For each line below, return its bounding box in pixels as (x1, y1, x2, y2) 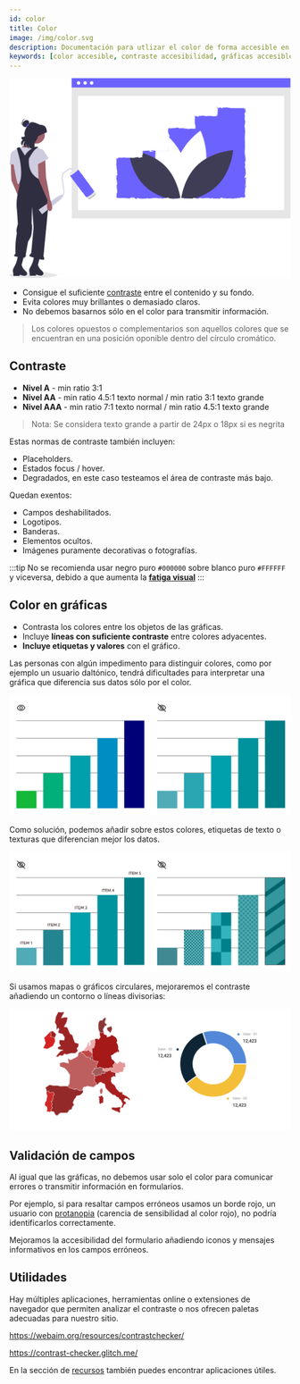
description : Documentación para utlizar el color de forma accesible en (9, 43, 290, 52)
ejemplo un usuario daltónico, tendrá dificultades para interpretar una (9, 667, 265, 678)
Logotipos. (21, 516, 62, 527)
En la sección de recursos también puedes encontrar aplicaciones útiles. (9, 1364, 277, 1375)
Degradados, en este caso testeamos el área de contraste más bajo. (21, 472, 274, 482)
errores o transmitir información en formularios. (9, 1181, 185, 1192)
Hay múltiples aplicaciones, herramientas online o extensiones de (9, 1294, 251, 1304)
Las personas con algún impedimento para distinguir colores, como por (9, 658, 272, 668)
